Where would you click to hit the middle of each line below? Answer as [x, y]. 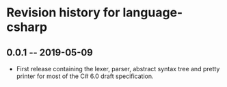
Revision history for [63, 13]
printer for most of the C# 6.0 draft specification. [85, 76]
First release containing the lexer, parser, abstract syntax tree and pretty [118, 69]
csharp [27, 27]
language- [153, 13]
